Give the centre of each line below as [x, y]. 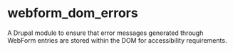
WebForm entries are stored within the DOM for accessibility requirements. [117, 40]
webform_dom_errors [73, 13]
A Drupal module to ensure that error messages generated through [105, 33]
